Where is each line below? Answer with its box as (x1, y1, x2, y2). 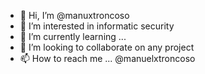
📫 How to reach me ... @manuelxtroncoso (19, 53, 196, 64)
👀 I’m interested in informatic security (19, 20, 175, 32)
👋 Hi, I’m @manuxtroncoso (19, 10, 130, 21)
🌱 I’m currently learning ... (19, 31, 127, 42)
